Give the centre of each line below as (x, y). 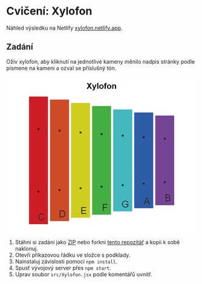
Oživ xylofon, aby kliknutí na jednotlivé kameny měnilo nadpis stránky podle (101, 61)
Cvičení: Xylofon (49, 11)
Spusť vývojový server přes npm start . (63, 268)
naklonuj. (26, 249)
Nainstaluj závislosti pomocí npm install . (66, 262)
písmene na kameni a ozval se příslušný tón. (61, 68)
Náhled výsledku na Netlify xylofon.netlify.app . (64, 28)
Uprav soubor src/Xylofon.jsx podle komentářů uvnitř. (83, 274)
